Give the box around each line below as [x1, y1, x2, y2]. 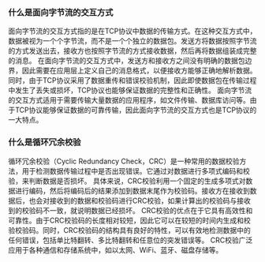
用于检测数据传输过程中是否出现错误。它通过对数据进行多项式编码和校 [21, 166, 250, 175]
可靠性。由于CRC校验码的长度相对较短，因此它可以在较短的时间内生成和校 [8, 215, 251, 225]
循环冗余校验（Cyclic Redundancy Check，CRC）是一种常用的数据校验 [8, 156, 240, 166]
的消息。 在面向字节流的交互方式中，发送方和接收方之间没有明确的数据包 [8, 56, 245, 65]
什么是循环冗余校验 [8, 137, 81, 148]
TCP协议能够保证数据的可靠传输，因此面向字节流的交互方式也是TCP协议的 [14, 105, 257, 115]
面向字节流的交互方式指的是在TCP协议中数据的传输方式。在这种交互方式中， [8, 26, 257, 36]
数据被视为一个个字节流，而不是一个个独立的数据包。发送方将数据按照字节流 [8, 36, 257, 46]
